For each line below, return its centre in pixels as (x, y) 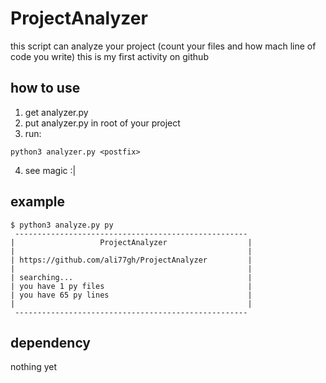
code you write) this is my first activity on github (109, 56)
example (38, 202)
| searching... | (131, 277)
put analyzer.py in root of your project (102, 123)
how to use (45, 88)
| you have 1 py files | (131, 286)
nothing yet (34, 367)
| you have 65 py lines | (131, 295)
